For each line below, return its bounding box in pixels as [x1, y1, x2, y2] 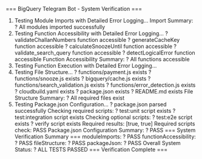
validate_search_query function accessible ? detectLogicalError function [14, 49, 195, 56]
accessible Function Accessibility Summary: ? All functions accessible [14, 56, 190, 63]
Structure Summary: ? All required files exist [14, 94, 125, 101]
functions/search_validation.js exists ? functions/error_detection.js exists [14, 81, 196, 89]
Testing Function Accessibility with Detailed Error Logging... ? [14, 30, 168, 37]
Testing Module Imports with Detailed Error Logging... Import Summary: [14, 17, 194, 24]
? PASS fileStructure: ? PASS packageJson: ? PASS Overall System [14, 140, 181, 146]
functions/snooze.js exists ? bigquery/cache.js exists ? [14, 75, 151, 82]
